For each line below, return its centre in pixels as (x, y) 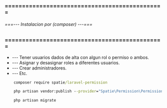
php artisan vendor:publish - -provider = (56, 91)
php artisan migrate (35, 100)
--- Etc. (19, 73)
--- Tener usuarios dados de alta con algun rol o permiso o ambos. (80, 57)
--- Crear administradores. (39, 68)
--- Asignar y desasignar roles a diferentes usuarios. (66, 62)
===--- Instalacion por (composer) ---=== (49, 24)
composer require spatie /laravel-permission (61, 82)
